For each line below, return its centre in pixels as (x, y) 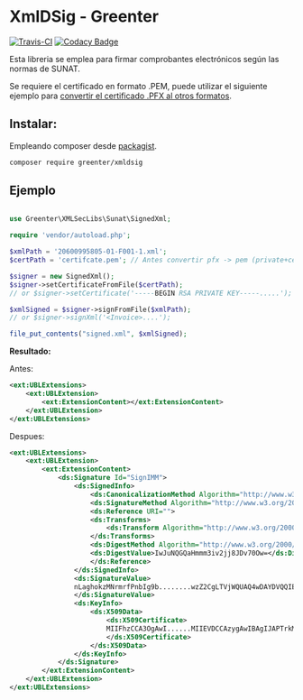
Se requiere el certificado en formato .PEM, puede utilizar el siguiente (138, 86)
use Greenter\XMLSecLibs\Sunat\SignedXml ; (90, 219)
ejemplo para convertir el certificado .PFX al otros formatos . (121, 96)
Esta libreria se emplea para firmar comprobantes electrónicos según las (144, 59)
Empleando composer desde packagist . (83, 145)
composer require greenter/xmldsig (76, 162)
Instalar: (33, 124)
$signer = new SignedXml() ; (62, 276)
